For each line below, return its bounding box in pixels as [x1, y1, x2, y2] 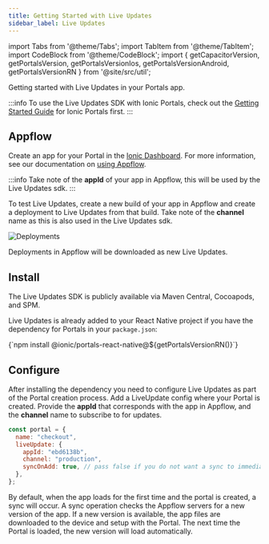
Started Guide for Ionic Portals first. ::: [8, 106, 134, 116]
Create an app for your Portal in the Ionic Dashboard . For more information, [8, 151, 256, 160]
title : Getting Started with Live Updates [8, 11, 152, 20]
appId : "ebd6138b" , [22, 448, 88, 456]
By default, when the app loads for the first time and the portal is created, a [8, 492, 256, 501]
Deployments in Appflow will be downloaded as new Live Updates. [8, 247, 228, 257]
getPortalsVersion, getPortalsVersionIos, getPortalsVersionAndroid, [8, 58, 230, 68]
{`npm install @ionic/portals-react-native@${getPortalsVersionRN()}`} [8, 340, 239, 350]
